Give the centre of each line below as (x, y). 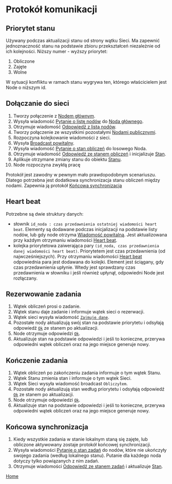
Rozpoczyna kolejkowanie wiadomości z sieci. (62, 137)
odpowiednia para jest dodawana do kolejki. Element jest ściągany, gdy (89, 262)
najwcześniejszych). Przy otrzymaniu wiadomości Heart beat (78, 256)
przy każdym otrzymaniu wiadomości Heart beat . (65, 240)
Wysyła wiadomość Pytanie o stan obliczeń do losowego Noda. (80, 148)
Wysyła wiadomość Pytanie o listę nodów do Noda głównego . (78, 121)
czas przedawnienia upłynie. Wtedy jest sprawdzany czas (74, 267)
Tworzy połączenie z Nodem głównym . (54, 116)
